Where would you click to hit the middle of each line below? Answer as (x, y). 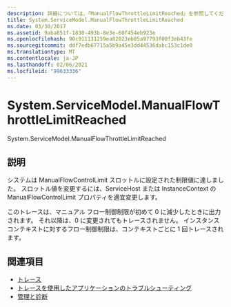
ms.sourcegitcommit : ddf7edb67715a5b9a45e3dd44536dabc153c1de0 (100, 45)
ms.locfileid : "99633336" (44, 71)
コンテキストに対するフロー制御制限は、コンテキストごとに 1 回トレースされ (115, 229)
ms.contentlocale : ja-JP (43, 59)
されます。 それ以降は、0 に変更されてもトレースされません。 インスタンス (113, 220)
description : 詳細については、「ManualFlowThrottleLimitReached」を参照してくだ (115, 13)
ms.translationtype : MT (41, 52)
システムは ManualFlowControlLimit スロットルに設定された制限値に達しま (113, 180)
